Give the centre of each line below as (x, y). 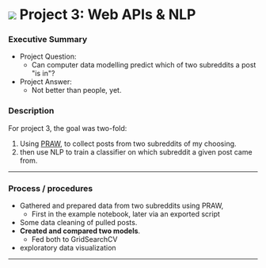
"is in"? (43, 74)
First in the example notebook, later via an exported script (125, 214)
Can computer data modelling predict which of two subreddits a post (144, 65)
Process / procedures (51, 188)
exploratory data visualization (68, 248)
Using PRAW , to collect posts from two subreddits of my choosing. (128, 144)
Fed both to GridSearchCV (74, 239)
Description (31, 111)
